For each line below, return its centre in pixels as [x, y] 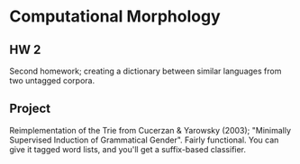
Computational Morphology [115, 17]
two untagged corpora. [52, 81]
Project [30, 109]
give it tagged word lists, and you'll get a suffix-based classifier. [127, 149]
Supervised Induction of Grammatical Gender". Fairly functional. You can [144, 140]
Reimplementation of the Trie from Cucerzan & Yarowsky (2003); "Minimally [150, 130]
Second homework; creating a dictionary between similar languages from [145, 71]
